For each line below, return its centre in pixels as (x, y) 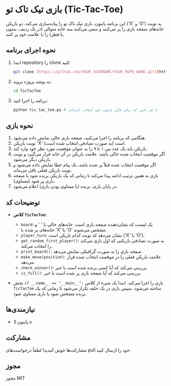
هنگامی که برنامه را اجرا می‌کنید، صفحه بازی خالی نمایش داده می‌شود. (80, 138)
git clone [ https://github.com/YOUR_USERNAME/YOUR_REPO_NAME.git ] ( (86, 72)
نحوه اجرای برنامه (31, 50)
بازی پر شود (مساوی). (34, 181)
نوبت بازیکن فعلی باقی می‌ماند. (43, 170)
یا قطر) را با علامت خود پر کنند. (35, 34)
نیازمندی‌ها (20, 310)
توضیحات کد (23, 202)
